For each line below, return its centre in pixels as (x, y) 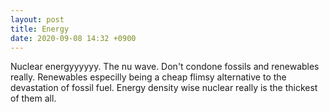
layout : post (37, 19)
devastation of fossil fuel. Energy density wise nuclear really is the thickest (164, 88)
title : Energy (40, 29)
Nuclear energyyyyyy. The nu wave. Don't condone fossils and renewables (165, 67)
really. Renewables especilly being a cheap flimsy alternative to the (148, 77)
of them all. (33, 98)
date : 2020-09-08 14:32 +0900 (73, 38)
